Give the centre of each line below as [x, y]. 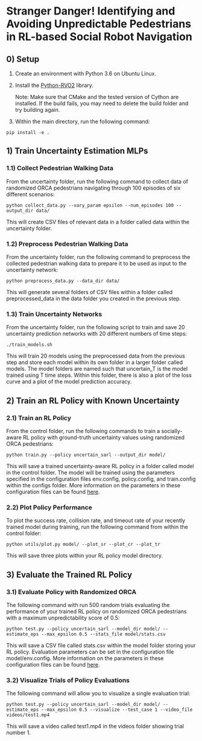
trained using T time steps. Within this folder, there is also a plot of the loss [99, 375]
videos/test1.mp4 [28, 715]
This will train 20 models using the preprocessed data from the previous [96, 356]
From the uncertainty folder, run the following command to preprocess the [98, 257]
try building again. [37, 110]
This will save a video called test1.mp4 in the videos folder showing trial [95, 727]
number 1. [19, 733]
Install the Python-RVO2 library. [54, 85]
